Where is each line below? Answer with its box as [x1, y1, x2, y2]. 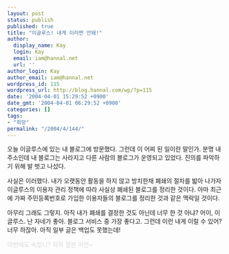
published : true [7, 23, 54, 30]
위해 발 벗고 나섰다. [14, 162, 66, 171]
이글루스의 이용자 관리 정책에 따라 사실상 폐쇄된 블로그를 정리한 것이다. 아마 [7, 185, 209, 193]
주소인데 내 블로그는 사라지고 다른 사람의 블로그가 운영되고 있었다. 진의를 [7, 154, 201, 162]
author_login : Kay [7, 67, 60, 74]
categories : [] [7, 106, 51, 113]
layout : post [7, 10, 45, 17]
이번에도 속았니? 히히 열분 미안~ [7, 240, 94, 248]
